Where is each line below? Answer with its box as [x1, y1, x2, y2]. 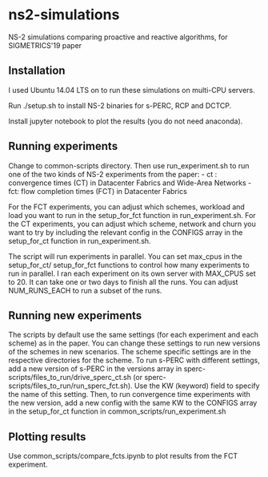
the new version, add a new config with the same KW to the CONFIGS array [8, 398, 258, 408]
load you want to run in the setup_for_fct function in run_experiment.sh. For [8, 210, 256, 220]
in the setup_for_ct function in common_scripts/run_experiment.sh [8, 406, 226, 416]
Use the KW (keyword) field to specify [134, 381, 260, 390]
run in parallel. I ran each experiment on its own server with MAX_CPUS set [8, 269, 256, 278]
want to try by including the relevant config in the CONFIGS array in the [8, 227, 243, 237]
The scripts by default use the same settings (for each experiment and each [8, 330, 258, 340]
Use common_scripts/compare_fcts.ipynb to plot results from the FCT [8, 451, 238, 461]
